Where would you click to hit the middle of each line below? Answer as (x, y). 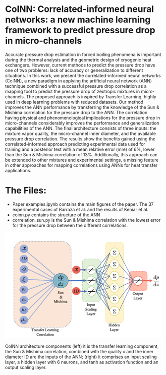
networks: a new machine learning (78, 20)
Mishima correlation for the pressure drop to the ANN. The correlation (76, 112)
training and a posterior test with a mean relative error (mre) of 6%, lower (80, 149)
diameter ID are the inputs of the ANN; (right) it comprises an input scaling (81, 357)
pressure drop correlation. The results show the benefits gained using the (80, 139)
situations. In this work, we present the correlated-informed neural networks (83, 75)
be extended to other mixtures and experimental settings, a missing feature (82, 160)
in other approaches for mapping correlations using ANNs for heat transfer (81, 165)
